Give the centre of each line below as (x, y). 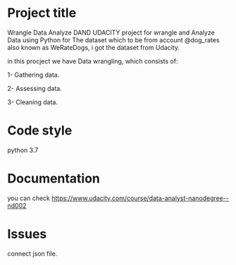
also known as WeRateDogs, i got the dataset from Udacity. (94, 47)
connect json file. (32, 253)
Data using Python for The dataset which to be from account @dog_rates (113, 39)
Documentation (54, 179)
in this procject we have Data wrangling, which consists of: (93, 61)
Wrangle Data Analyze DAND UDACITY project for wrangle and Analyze (111, 32)
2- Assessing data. (35, 88)
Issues (27, 234)
